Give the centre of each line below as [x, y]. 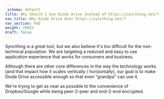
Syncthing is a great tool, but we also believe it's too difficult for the [73, 46]
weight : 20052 [20, 28]
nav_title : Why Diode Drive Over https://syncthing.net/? [66, 19]
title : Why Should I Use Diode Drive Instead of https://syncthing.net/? [82, 14]
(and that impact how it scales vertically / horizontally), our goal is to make [80, 71]
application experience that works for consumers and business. [69, 57]
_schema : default [23, 10]
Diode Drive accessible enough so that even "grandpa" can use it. [72, 77]
